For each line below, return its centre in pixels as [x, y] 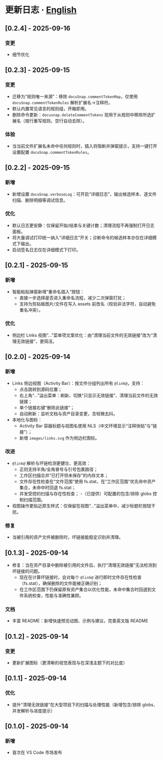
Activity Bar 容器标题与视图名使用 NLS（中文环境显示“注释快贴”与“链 [88, 426]
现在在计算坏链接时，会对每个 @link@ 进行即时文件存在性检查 [81, 577]
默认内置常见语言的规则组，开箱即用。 [50, 109]
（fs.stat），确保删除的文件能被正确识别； [61, 583]
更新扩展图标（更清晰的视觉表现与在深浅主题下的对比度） [70, 663]
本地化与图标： [27, 419]
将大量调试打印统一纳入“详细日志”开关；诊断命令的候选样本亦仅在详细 [82, 237]
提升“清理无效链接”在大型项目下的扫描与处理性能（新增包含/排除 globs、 [85, 705]
